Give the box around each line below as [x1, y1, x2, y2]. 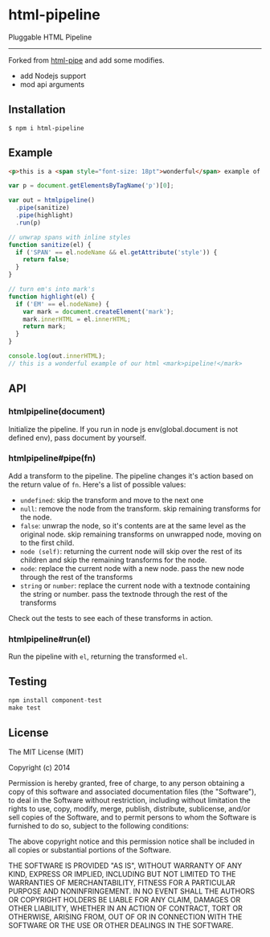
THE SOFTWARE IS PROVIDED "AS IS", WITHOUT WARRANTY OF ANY [8, 861, 243, 870]
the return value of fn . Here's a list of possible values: [8, 479, 186, 489]
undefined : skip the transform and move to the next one [19, 495, 204, 504]
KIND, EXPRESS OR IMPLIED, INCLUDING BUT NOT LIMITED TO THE [8, 869, 236, 879]
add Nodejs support [19, 71, 87, 80]
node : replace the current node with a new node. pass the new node [19, 563, 245, 573]
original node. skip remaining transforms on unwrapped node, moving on [19, 529, 262, 539]
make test [8, 704, 42, 712]
